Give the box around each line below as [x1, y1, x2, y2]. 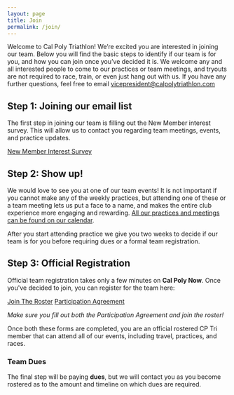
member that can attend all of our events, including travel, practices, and [7, 331, 217, 340]
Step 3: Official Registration [7, 257, 131, 269]
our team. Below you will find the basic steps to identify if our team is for [7, 50, 216, 58]
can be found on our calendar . [7, 216, 95, 225]
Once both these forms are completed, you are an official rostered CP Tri [7, 324, 218, 333]
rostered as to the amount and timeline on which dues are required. [7, 380, 202, 389]
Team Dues [7, 356, 47, 366]
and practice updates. [7, 134, 71, 142]
